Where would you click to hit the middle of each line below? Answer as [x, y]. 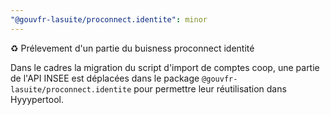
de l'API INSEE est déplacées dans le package [105, 78]
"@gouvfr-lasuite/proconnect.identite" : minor [109, 19]
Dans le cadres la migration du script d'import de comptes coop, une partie [165, 67]
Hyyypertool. [37, 99]
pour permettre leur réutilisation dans [210, 88]
